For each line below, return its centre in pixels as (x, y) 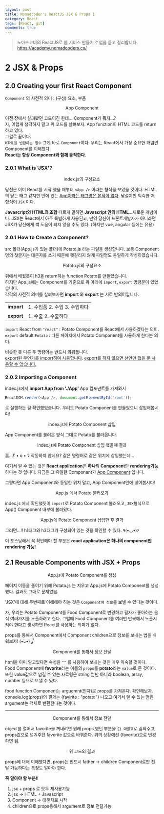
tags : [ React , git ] (25, 23)
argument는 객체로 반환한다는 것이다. (41, 703)
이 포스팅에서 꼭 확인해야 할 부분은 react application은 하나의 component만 (79, 540)
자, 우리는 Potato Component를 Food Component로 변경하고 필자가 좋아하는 (79, 612)
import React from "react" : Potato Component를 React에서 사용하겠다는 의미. (82, 329)
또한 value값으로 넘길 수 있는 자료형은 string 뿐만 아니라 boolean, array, (74, 674)
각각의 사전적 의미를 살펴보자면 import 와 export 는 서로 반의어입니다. (72, 294)
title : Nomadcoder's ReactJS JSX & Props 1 (50, 14)
